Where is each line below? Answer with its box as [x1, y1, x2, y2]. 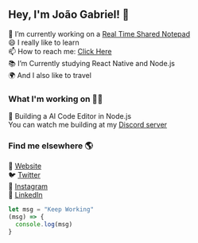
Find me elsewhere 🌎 [8, 140, 94, 151]
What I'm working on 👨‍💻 [8, 93, 103, 104]
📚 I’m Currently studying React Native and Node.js [8, 58, 175, 68]
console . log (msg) [15, 221, 73, 229]
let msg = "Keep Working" [8, 206, 94, 214]
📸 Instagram [8, 182, 49, 191]
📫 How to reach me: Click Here [8, 46, 112, 56]
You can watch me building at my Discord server [8, 120, 168, 130]
